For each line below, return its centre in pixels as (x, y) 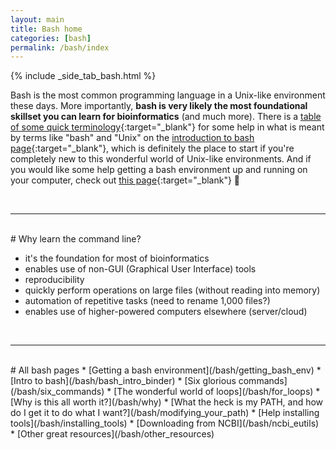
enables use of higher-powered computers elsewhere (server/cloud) (166, 312)
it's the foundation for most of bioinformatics (117, 258)
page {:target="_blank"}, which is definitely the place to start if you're (152, 148)
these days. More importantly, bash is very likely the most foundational (159, 106)
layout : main (37, 19)
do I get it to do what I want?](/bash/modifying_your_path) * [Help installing (165, 413)
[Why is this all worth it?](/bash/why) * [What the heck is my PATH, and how (167, 402)
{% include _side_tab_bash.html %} (83, 76)
